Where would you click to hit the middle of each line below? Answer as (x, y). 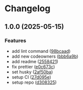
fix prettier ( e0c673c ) (33, 67)
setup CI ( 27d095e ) (31, 77)
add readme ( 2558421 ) (35, 61)
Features (15, 41)
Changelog (28, 9)
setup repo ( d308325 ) (34, 82)
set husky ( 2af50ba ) (32, 72)
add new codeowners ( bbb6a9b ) (45, 56)
